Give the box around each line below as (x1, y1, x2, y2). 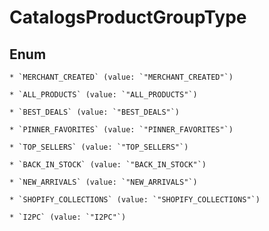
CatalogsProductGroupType (9, 6, 247, 29)
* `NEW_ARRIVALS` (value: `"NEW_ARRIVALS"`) (9, 177, 198, 187)
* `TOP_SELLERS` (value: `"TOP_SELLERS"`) (9, 142, 189, 152)
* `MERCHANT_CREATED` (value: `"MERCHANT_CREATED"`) (9, 72, 234, 82)
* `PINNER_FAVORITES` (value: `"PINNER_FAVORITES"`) (9, 125, 234, 135)
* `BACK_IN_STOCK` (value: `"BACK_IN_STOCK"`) (9, 160, 207, 170)
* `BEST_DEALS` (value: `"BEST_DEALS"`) (9, 107, 181, 117)
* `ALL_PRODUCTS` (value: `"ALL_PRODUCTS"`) (9, 90, 198, 100)
